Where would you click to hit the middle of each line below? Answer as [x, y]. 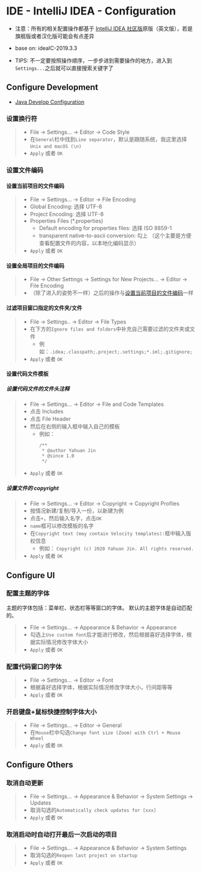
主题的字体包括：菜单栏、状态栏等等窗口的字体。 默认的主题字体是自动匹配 [99, 608]
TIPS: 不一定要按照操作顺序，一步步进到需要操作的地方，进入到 [94, 60]
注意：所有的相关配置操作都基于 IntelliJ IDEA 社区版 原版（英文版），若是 [104, 28]
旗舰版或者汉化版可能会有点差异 [54, 36]
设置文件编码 [25, 170]
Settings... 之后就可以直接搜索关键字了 [64, 68]
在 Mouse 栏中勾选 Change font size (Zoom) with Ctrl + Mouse [105, 732]
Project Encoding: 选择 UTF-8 [67, 214]
